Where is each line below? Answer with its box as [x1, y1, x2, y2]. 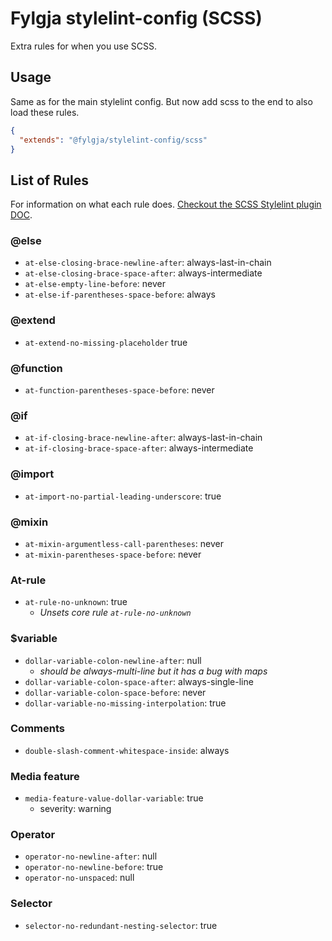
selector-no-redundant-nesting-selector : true [24, 919, 218, 931]
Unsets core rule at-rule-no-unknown [39, 607, 192, 619]
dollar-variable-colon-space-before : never [24, 686, 207, 698]
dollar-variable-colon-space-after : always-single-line [24, 675, 254, 687]
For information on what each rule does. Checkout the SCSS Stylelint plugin [10, 198, 322, 211]
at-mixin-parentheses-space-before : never [24, 548, 202, 560]
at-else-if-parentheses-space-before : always [24, 288, 216, 301]
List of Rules [10, 172, 90, 189]
